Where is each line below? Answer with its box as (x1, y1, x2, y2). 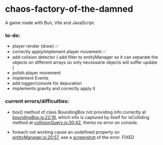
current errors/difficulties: (5, 98, 70, 105)
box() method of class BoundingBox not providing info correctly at (12, 109, 146, 115)
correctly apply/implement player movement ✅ (12, 49, 107, 55)
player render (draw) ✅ (12, 43, 59, 49)
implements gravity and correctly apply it (12, 86, 96, 91)
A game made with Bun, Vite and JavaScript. (5, 20, 96, 26)
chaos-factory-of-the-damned (5, 3, 134, 15)
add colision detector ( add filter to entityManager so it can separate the (12, 54, 158, 60)
